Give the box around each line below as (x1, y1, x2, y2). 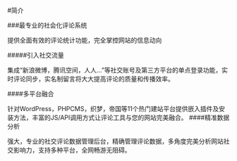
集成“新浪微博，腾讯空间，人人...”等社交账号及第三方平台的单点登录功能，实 (7, 66, 228, 74)
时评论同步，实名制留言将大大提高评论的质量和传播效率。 (7, 75, 174, 83)
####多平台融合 (7, 90, 54, 98)
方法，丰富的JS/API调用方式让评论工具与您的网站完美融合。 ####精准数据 (13, 113, 230, 122)
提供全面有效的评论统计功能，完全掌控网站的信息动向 (7, 36, 162, 44)
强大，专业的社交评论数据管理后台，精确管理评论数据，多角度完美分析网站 (7, 137, 224, 146)
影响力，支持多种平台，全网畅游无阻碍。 (13, 146, 131, 154)
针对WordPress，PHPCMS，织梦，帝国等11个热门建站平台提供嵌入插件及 (7, 105, 219, 112)
